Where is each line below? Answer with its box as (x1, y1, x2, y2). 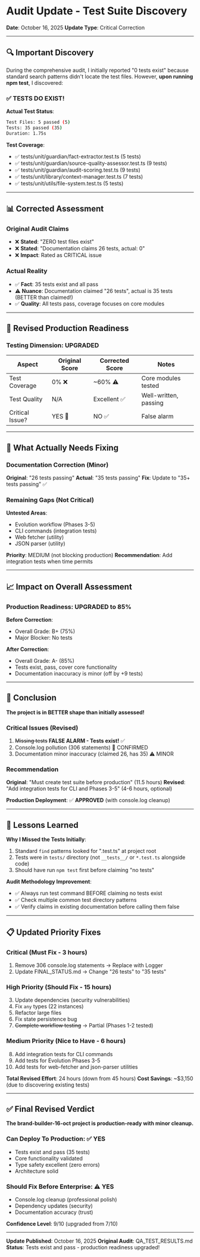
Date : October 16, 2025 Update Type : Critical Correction (6, 24, 145, 31)
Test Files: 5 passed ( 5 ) (6, 120, 70, 126)
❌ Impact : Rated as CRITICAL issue (14, 252, 102, 259)
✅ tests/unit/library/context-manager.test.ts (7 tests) (14, 173, 143, 180)
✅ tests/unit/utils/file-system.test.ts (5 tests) (14, 179, 124, 186)
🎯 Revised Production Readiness (6, 323, 129, 334)
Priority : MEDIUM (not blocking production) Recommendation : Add (6, 552, 173, 559)
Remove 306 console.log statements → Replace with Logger (14, 961, 163, 969)
